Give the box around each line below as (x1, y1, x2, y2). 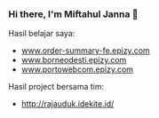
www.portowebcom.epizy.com (20, 64, 134, 75)
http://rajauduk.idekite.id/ (20, 98, 115, 109)
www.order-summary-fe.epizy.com (20, 45, 150, 56)
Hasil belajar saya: (8, 28, 76, 39)
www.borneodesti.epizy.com (20, 55, 127, 66)
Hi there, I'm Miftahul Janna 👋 (8, 8, 139, 20)
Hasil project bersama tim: (8, 82, 105, 92)
